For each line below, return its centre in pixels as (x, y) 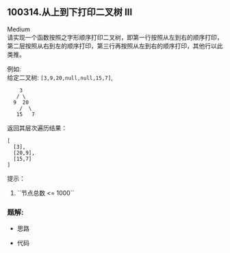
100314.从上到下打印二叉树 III (70, 12)
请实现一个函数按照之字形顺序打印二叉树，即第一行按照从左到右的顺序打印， (115, 37)
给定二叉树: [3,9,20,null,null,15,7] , (60, 77)
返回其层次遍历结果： (37, 128)
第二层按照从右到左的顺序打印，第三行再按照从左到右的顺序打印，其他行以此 (115, 46)
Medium (19, 29)
